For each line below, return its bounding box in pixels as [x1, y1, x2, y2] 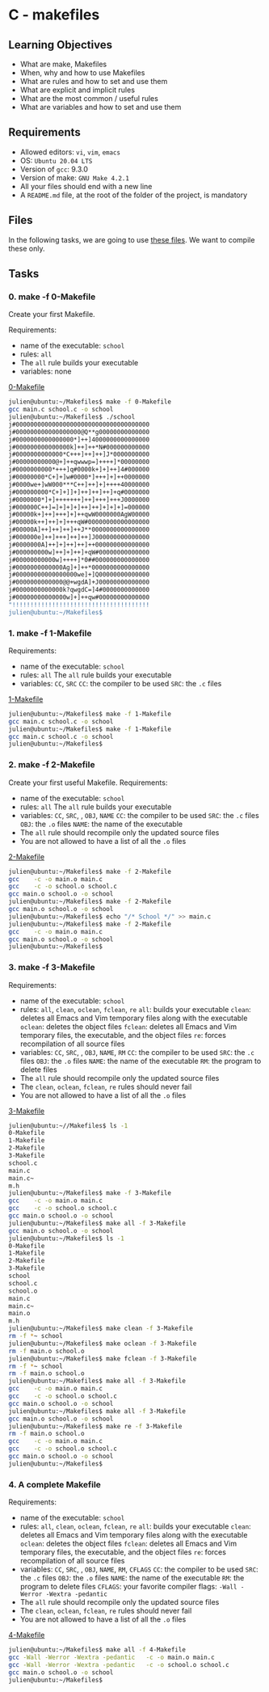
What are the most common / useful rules [19, 94, 159, 103]
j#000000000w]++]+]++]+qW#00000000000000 [8, 548, 150, 556]
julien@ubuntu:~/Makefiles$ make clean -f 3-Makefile [8, 1324, 194, 1333]
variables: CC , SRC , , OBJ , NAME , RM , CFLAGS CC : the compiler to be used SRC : [19, 1564, 258, 1574]
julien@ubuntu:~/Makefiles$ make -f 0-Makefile [8, 398, 172, 406]
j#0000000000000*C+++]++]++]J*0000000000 [8, 450, 150, 458]
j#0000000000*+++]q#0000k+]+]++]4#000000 [8, 466, 150, 474]
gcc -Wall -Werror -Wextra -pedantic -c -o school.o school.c [8, 1660, 229, 1669]
